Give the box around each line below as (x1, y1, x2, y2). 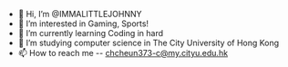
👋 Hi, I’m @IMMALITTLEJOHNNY (17, 9, 143, 19)
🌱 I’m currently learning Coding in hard (17, 28, 164, 38)
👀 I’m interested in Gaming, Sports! (17, 18, 149, 29)
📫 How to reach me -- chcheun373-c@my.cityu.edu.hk (17, 48, 229, 58)
